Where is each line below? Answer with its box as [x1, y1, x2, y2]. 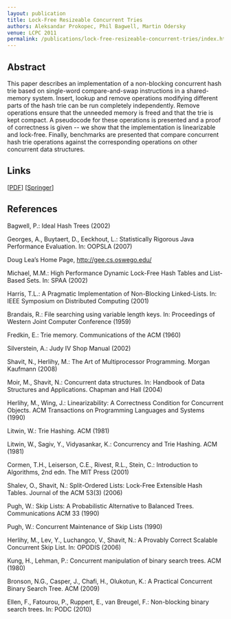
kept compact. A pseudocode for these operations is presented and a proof [7, 116, 221, 124]
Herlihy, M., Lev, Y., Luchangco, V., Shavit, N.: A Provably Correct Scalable [7, 536, 218, 544]
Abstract [7, 61, 46, 73]
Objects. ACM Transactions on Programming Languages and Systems [7, 406, 205, 414]
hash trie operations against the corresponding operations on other [7, 138, 198, 146]
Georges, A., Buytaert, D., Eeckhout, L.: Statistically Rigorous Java [7, 235, 195, 243]
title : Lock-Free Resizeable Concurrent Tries [7, 17, 143, 23]
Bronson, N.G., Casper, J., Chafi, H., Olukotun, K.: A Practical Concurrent [7, 577, 213, 585]
